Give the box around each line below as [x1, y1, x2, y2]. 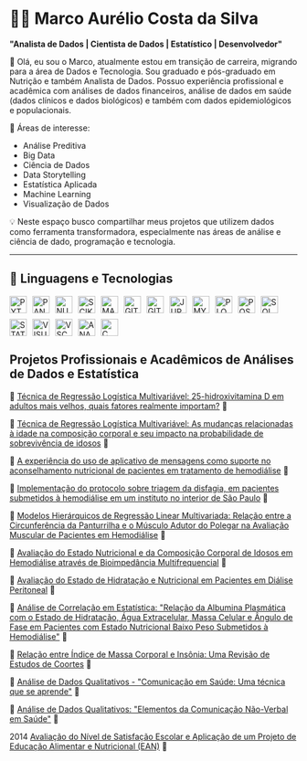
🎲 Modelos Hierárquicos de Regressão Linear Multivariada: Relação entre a [9, 510, 292, 521]
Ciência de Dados [22, 159, 90, 170]
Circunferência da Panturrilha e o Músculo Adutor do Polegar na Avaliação [9, 520, 290, 531]
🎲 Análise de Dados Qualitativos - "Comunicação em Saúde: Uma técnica [9, 676, 286, 687]
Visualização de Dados [22, 198, 110, 209]
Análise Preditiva [22, 140, 87, 151]
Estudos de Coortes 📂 [9, 658, 92, 670]
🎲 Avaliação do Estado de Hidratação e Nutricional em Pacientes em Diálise [9, 575, 294, 586]
